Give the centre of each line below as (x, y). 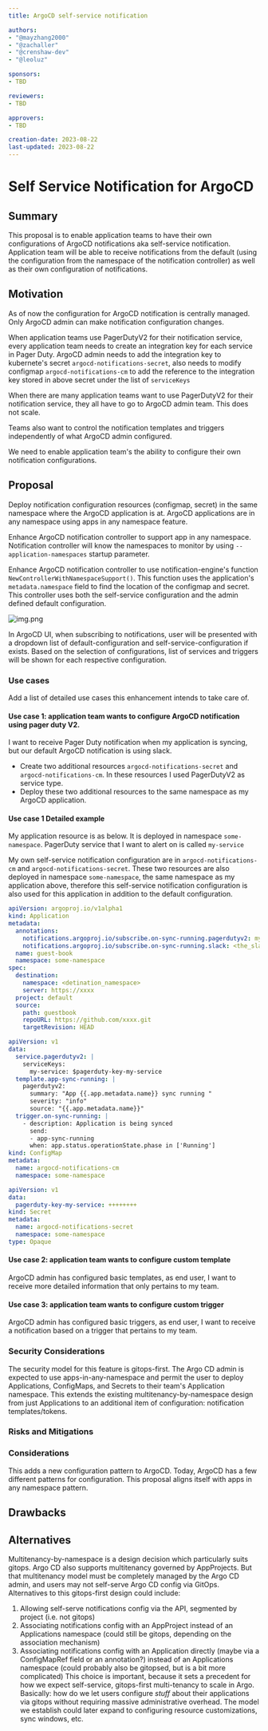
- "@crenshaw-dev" (39, 53)
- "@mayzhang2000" (39, 38)
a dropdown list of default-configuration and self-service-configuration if (128, 643)
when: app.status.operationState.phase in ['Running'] (122, 1146)
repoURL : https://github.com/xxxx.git (87, 1020)
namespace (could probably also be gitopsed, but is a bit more (122, 1668)
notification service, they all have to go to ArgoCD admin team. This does (128, 403)
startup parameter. (119, 554)
